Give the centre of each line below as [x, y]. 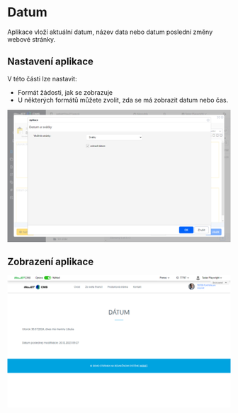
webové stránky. [32, 39]
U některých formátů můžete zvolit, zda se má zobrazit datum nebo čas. [123, 100]
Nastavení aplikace [51, 62]
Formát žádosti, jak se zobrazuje [65, 92]
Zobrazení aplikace [51, 262]
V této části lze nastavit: [42, 78]
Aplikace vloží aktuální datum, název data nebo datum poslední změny [110, 32]
